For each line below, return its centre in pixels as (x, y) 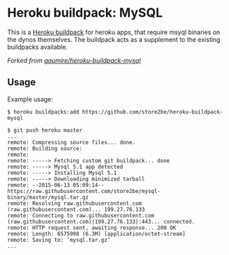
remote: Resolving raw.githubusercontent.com (74, 203)
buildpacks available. (37, 47)
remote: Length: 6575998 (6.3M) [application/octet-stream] (97, 234)
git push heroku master (48, 130)
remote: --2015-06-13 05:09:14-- (56, 185)
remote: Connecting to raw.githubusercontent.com (81, 215)
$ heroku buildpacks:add (43, 112)
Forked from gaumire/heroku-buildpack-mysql (74, 60)
